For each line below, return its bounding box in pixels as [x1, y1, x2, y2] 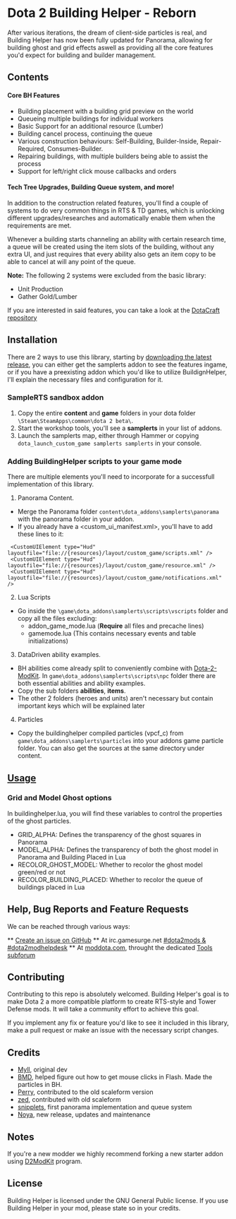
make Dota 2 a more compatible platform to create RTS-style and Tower [7, 997, 216, 1006]
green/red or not [17, 867, 66, 876]
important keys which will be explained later [17, 701, 146, 710]
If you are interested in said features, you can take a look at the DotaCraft [7, 306, 221, 314]
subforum [7, 951, 36, 959]
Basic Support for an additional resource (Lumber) [17, 121, 164, 130]
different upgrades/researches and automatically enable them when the [7, 213, 216, 222]
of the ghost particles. [7, 816, 72, 825]
